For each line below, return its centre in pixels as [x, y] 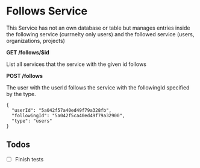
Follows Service [47, 11]
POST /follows [25, 76]
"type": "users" [32, 121]
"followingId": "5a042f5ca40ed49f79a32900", [68, 115]
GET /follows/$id [28, 52]
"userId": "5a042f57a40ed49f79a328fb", [62, 110]
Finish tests [29, 159]
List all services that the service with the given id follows [76, 64]
